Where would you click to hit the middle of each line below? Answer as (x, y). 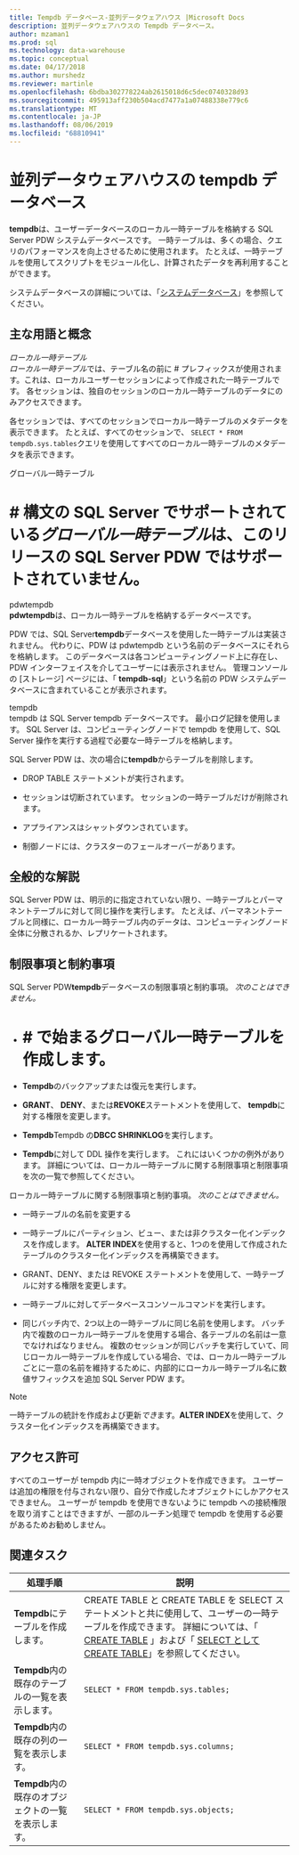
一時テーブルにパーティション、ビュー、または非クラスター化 (134, 1233)
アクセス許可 (44, 1457)
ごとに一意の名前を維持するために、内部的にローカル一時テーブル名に (150, 1368)
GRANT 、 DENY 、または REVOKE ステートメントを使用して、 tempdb (149, 1105)
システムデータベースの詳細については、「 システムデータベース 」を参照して (147, 292)
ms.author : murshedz (48, 76)
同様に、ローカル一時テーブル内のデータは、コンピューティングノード (161, 922)
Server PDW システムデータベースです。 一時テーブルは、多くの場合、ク (142, 240)
